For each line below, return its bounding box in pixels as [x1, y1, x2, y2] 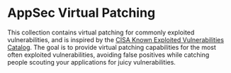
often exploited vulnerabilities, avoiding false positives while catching [7, 51, 210, 59]
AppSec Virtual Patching [7, 5, 156, 21]
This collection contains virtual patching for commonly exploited [7, 28, 195, 36]
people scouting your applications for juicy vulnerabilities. [7, 58, 176, 66]
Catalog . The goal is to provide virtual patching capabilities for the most [7, 43, 216, 51]
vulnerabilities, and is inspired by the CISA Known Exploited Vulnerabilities [7, 35, 225, 44]
